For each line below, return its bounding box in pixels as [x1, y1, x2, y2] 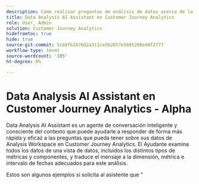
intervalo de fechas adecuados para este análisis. [6, 160, 128, 167]
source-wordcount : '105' [6, 53, 68, 59]
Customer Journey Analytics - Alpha [6, 102, 192, 116]
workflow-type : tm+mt [6, 48, 60, 54]
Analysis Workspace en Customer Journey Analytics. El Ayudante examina [6, 141, 189, 148]
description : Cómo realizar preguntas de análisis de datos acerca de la [6, 8, 194, 15]
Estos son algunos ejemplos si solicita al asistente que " [6, 171, 143, 179]
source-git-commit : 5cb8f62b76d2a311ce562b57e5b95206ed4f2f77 [6, 42, 164, 48]
